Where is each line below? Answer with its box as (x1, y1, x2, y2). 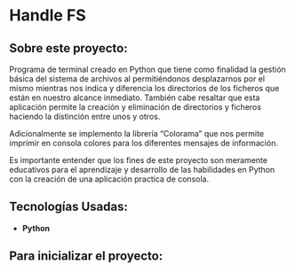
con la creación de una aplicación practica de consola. (9, 174, 210, 184)
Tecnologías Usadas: (9, 199, 129, 214)
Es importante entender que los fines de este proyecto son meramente (9, 155, 268, 165)
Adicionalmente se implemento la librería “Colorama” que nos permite (9, 128, 265, 138)
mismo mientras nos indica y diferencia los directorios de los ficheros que (9, 83, 280, 93)
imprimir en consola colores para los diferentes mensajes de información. (9, 138, 278, 148)
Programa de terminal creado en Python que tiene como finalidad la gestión (9, 64, 286, 74)
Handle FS (9, 5, 86, 26)
